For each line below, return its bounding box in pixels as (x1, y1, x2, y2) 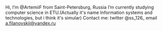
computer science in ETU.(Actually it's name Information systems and (5, 9, 153, 15)
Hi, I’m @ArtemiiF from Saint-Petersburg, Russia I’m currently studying (5, 4, 154, 10)
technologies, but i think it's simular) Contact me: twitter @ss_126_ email (5, 15, 157, 20)
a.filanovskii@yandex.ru (5, 20, 56, 26)
